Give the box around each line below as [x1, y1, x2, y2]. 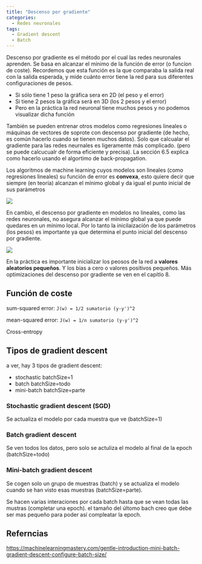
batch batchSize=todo [15, 380, 71, 387]
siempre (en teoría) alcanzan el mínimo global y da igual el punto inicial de [6, 180, 191, 186]
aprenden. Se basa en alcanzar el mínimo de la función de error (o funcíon [6, 60, 192, 67]
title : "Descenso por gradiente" [6, 8, 91, 15]
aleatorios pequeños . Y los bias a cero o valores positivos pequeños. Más [6, 265, 192, 271]
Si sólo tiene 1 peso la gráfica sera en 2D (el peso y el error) [15, 92, 165, 98]
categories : [6, 15, 36, 21]
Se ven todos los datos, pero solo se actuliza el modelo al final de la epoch [6, 444, 192, 452]
